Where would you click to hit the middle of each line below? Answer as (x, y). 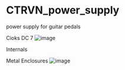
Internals (17, 49)
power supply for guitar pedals (43, 26)
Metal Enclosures (27, 61)
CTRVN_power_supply (63, 10)
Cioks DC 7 (20, 38)
